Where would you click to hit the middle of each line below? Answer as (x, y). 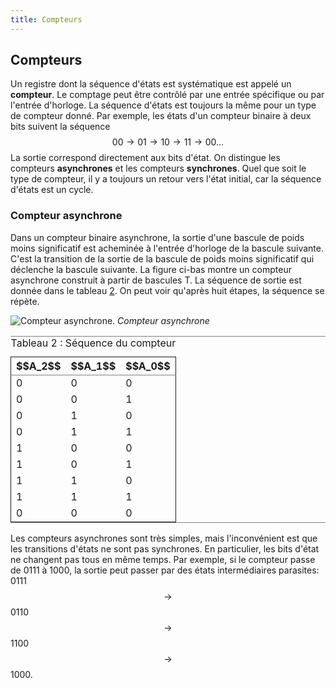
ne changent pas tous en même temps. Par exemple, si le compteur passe (163, 559)
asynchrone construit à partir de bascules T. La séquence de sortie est (156, 280)
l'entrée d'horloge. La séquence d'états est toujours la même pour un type (163, 105)
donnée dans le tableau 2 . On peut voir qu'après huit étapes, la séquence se (167, 290)
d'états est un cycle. (52, 190)
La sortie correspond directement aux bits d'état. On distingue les (145, 158)
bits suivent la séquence (60, 127)
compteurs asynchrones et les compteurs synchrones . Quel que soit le (158, 168)
